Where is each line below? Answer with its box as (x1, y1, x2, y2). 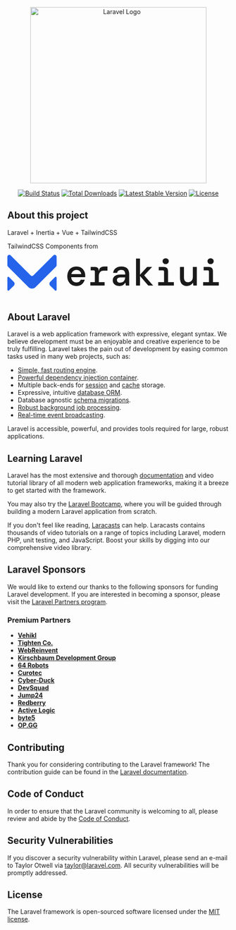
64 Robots (17, 661, 49, 670)
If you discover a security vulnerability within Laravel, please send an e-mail (7, 853, 228, 862)
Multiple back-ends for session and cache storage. (17, 381, 166, 389)
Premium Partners (7, 615, 71, 625)
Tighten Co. (17, 639, 54, 647)
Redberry (17, 699, 46, 707)
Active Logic (17, 706, 56, 715)
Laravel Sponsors (7, 564, 86, 576)
